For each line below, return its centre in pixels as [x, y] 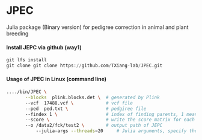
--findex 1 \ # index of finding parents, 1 [105, 114]
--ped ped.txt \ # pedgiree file [86, 109]
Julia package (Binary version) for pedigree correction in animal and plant [97, 27]
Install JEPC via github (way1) [44, 47]
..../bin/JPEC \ [26, 92]
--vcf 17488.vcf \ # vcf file [79, 103]
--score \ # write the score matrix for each [110, 120]
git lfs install [26, 60]
